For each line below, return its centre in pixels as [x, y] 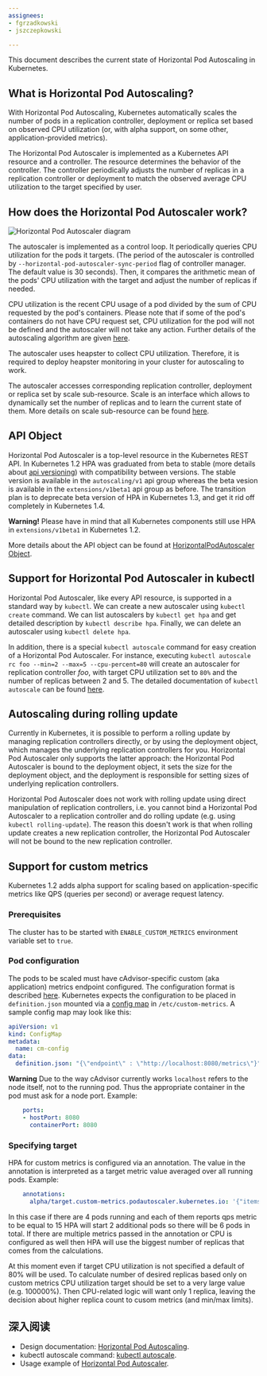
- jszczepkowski [35, 30]
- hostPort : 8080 [51, 1118]
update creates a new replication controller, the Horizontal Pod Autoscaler [129, 833]
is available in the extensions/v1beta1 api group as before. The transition [127, 489]
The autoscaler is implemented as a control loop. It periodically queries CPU [133, 246]
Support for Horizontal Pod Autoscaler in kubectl [132, 578]
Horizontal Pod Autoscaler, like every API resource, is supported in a [120, 598]
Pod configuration [44, 961]
